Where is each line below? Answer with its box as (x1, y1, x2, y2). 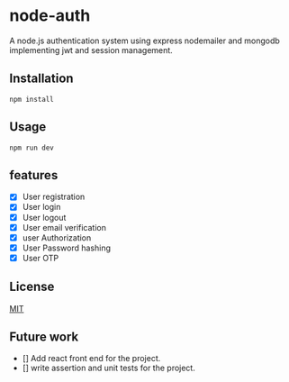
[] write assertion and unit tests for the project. (22, 362, 195, 374)
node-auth (9, 5, 91, 26)
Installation (9, 71, 74, 86)
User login (22, 202, 61, 213)
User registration (22, 191, 86, 203)
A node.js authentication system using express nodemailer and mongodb (9, 35, 281, 46)
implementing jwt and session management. (9, 44, 173, 55)
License (9, 279, 55, 295)
